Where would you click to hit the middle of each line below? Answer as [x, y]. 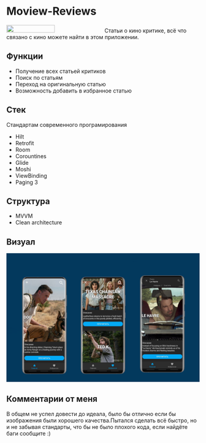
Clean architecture [39, 222]
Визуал [21, 242]
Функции [25, 56]
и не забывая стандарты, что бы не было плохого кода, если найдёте [97, 426]
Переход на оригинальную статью [60, 84]
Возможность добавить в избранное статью [73, 91]
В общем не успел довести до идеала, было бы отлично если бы [91, 414]
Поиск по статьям [39, 77]
